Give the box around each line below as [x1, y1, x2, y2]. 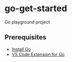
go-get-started [4, 3, 67, 14]
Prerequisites [4, 33, 47, 41]
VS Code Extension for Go [11, 51, 65, 57]
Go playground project [4, 19, 50, 25]
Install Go [11, 46, 31, 52]
